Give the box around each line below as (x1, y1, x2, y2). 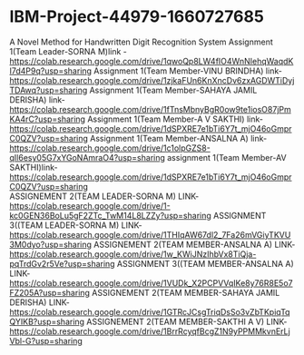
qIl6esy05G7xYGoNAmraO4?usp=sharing (9, 152, 166, 163)
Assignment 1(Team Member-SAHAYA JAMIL (89, 84, 258, 95)
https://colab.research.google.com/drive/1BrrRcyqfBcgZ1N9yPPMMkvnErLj (9, 325, 290, 337)
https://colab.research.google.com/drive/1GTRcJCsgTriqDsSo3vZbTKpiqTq (9, 306, 290, 317)
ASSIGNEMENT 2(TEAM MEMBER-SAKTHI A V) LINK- (85, 316, 288, 327)
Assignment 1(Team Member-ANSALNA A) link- (90, 133, 268, 143)
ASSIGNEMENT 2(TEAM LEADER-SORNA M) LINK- (9, 191, 200, 202)
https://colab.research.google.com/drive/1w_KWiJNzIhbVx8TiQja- (9, 248, 257, 260)
